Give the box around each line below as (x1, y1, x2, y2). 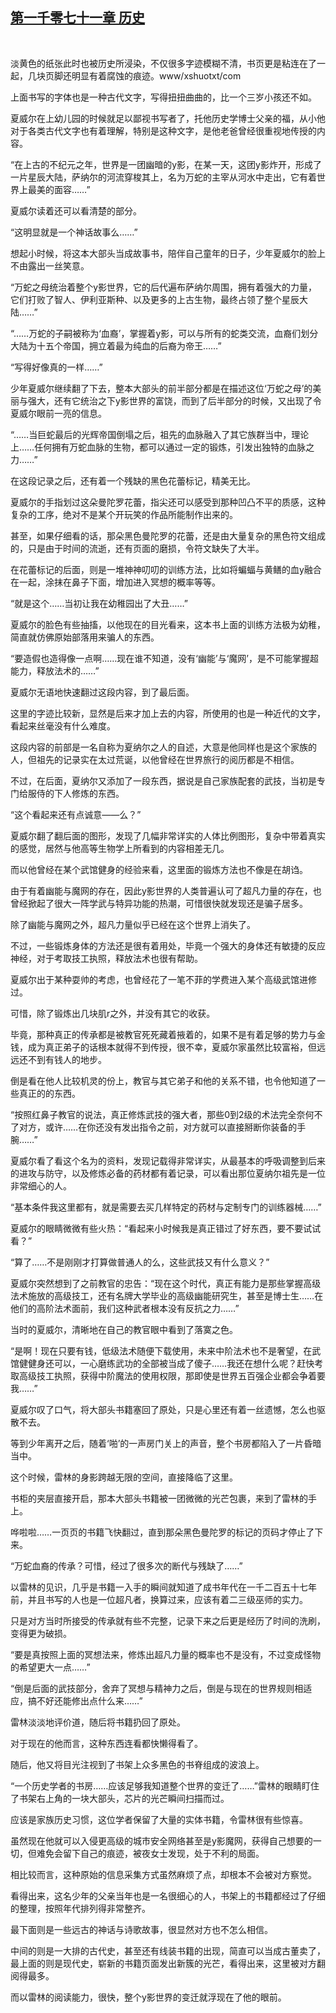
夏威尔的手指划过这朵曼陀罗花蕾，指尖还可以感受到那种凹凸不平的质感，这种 (10, 496, 326, 508)
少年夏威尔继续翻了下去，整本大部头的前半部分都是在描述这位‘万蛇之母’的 (10, 382, 313, 394)
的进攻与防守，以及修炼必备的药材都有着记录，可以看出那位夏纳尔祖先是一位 (10, 1167, 326, 1179)
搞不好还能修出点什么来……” (27, 1694, 143, 1707)
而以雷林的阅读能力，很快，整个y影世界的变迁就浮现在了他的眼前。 (10, 1991, 287, 2003)
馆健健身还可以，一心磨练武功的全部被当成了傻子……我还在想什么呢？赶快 (10, 1357, 315, 1369)
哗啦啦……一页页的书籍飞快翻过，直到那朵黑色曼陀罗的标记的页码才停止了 (10, 1526, 315, 1538)
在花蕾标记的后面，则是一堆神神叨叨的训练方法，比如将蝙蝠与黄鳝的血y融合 (10, 563, 322, 575)
